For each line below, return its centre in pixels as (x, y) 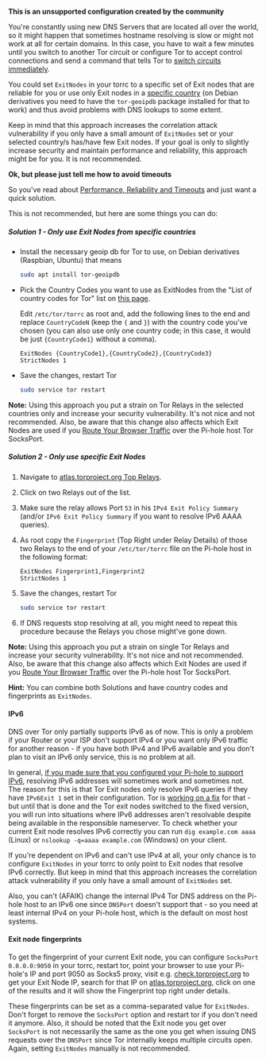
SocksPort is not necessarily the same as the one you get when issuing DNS (132, 1031)
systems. (23, 921)
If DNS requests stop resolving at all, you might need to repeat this (129, 623)
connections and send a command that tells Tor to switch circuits (115, 60)
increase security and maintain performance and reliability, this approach (128, 150)
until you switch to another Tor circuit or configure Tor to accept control (125, 52)
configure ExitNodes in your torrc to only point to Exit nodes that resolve (126, 863)
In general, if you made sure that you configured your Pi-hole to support (126, 772)
